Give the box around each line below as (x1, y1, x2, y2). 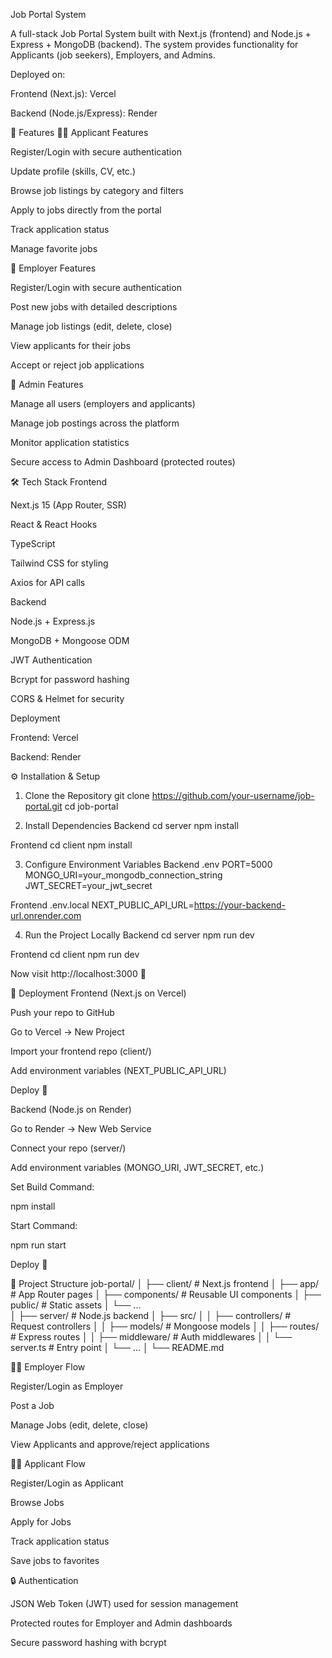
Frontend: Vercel (10, 732, 79, 743)
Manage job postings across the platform (10, 417, 180, 429)
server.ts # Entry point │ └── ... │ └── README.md (10, 1342, 225, 1353)
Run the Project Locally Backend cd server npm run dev (24, 929, 255, 941)
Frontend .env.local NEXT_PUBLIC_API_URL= (10, 899, 195, 911)
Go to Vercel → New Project (10, 1026, 125, 1038)
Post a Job (10, 1400, 55, 1411)
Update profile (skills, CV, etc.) (10, 165, 136, 177)
